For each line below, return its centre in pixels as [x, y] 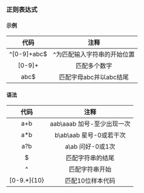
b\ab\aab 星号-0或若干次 [90, 135]
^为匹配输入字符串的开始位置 [94, 55]
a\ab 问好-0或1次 [90, 147]
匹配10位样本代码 [90, 181]
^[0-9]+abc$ [28, 54]
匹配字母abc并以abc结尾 [94, 77]
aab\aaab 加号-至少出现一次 [90, 124]
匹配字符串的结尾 [90, 158]
